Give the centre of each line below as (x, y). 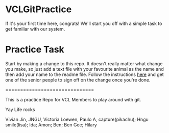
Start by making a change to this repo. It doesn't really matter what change (84, 63)
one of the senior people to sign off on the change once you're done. (78, 79)
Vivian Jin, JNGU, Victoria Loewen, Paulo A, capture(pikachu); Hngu (77, 119)
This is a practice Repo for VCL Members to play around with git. (73, 99)
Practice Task (35, 50)
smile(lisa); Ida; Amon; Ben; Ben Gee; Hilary (51, 125)
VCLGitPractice (39, 9)
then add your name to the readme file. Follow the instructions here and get (85, 74)
